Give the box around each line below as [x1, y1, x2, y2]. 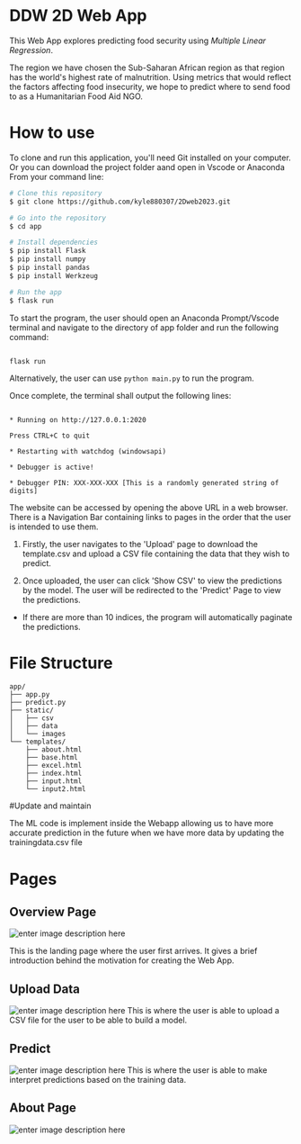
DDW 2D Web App [9, 5, 147, 26]
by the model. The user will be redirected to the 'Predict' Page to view [22, 584, 281, 595]
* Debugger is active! [9, 463, 94, 472]
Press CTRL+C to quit [9, 431, 91, 440]
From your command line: [9, 171, 104, 182]
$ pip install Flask [9, 247, 87, 256]
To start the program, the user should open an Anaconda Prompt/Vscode [9, 312, 279, 323]
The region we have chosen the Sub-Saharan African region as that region [9, 62, 286, 73]
